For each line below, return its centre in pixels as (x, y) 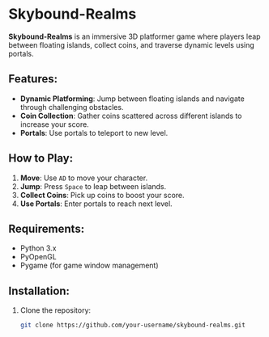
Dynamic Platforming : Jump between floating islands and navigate (132, 99)
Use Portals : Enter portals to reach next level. (96, 204)
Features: (33, 79)
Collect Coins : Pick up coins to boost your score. (102, 195)
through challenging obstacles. (72, 107)
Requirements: (47, 228)
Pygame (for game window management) (90, 265)
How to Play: (41, 158)
